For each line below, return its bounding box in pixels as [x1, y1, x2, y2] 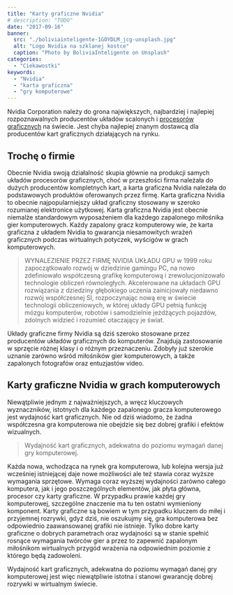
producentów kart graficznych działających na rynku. [7, 130, 160, 138]
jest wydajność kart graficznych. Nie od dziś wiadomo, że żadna [7, 413, 193, 421]
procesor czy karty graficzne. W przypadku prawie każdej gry [7, 492, 186, 500]
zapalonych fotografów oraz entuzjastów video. [7, 359, 144, 367]
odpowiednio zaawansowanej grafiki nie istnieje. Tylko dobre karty [7, 522, 199, 530]
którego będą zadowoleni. [7, 551, 82, 559]
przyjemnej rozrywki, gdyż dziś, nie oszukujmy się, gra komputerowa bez [7, 514, 218, 522]
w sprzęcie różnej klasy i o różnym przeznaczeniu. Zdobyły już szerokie [7, 344, 214, 352]
